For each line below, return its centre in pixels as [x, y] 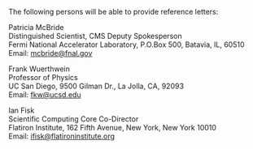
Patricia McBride [36, 27]
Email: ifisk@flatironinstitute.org [62, 136]
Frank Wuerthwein [39, 69]
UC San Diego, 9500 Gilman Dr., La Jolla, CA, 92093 [96, 86]
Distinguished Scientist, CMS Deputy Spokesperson [95, 36]
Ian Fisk [22, 110]
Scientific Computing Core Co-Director [74, 119]
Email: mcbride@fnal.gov [50, 53]
